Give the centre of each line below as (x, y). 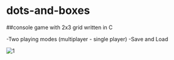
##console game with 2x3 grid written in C (60, 27)
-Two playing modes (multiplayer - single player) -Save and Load (87, 39)
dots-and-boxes (48, 11)
